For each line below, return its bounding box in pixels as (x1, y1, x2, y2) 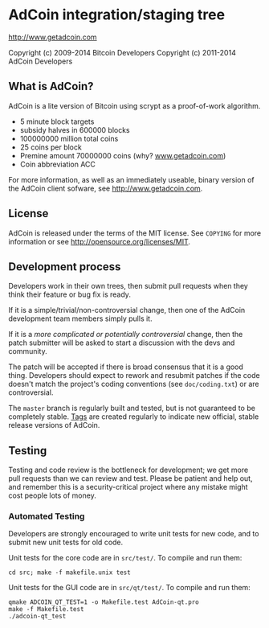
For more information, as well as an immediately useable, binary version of (8, 174, 255, 184)
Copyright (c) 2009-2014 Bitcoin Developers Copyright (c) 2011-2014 (8, 47, 237, 57)
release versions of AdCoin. (8, 421, 100, 430)
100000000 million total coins (19, 133, 119, 143)
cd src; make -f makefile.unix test (8, 568, 131, 577)
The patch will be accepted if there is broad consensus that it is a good (8, 362, 243, 371)
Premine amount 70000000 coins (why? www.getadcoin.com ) (19, 150, 226, 160)
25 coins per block (19, 142, 82, 152)
